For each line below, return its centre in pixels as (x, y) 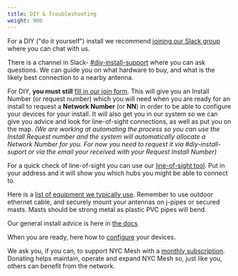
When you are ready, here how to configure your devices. (92, 237)
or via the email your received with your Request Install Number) (122, 152)
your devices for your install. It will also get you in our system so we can (113, 114)
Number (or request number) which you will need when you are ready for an (119, 99)
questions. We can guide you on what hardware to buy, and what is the (111, 70)
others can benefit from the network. (61, 266)
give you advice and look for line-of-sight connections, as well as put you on (119, 121)
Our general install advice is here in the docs (73, 223)
